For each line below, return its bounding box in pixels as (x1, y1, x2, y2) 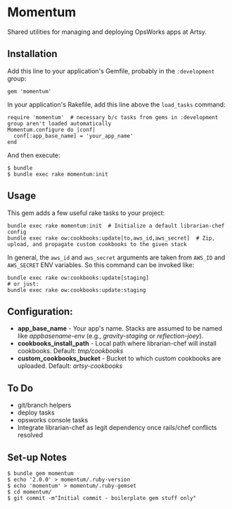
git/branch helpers (17, 401, 72, 410)
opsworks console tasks (17, 416, 89, 424)
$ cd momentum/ (7, 489, 52, 496)
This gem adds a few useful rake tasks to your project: (7, 209, 165, 217)
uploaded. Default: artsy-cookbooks (17, 362, 123, 370)
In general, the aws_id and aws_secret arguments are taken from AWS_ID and (7, 253, 226, 262)
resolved (17, 431, 44, 439)
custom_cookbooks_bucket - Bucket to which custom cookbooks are (17, 354, 221, 363)
